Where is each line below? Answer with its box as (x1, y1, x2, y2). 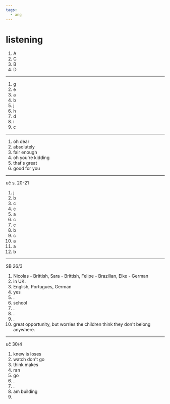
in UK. (13, 278, 26, 284)
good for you (13, 165, 40, 172)
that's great (13, 160, 37, 166)
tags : (6, 7, 17, 13)
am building (13, 388, 38, 394)
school (13, 300, 27, 306)
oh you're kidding (13, 155, 50, 161)
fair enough (13, 149, 37, 156)
